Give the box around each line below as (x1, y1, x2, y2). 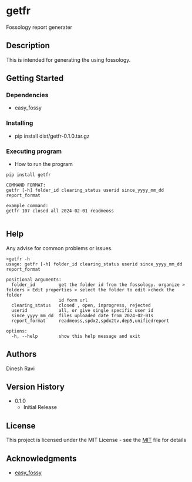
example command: (6, 203, 49, 209)
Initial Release (23, 404, 58, 411)
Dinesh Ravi (6, 365, 35, 372)
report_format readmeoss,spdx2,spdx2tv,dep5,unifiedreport (11, 318, 169, 324)
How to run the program (14, 161, 73, 168)
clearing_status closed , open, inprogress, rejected (11, 302, 151, 308)
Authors (6, 349, 37, 360)
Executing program (6, 147, 62, 155)
